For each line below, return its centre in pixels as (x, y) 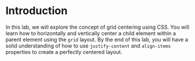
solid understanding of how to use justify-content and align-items (88, 46)
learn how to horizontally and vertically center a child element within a (91, 33)
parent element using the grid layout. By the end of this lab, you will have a (97, 39)
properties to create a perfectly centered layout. (64, 52)
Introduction (37, 11)
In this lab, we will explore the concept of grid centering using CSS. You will (97, 27)
